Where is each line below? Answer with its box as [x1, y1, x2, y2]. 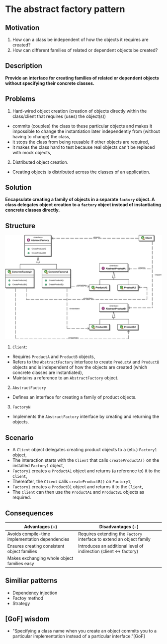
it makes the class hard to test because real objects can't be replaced [12, 144, 155, 150]
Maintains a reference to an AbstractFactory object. [12, 375, 119, 381]
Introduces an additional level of [78, 543, 144, 549]
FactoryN [12, 405, 31, 410]
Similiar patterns [5, 577, 58, 585]
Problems [5, 95, 36, 103]
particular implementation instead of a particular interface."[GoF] [12, 633, 145, 640]
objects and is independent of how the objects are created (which [12, 364, 148, 370]
